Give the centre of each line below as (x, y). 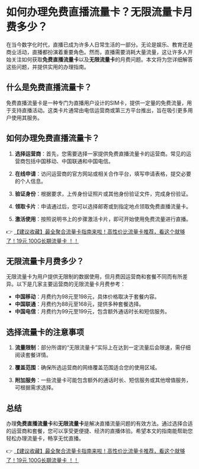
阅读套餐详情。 (33, 355)
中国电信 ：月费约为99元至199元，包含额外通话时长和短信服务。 (92, 312)
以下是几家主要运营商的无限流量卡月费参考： (71, 284)
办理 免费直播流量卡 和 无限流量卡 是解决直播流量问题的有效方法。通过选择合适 (99, 423)
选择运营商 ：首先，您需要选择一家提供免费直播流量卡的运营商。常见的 (100, 153)
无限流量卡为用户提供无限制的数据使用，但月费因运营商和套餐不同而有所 (94, 277)
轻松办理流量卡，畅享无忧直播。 (45, 438)
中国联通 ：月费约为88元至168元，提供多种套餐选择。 (79, 304)
